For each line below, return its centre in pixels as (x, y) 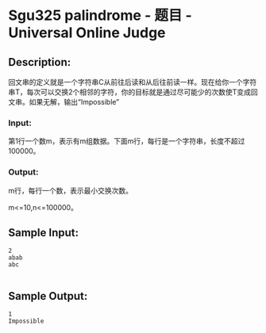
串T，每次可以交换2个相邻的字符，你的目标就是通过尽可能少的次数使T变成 (130, 92)
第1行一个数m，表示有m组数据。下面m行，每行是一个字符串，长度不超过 (127, 141)
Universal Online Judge (87, 33)
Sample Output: (48, 296)
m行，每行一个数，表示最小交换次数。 (71, 190)
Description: (40, 62)
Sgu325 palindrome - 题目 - (100, 15)
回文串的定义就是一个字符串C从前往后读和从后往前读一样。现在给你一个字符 (133, 82)
